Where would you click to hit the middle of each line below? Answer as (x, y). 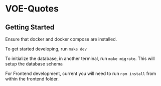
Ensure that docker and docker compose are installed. (61, 39)
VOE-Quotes (32, 9)
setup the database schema (34, 64)
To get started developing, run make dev (46, 49)
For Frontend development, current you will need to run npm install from (81, 73)
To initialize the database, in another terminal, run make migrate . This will (80, 58)
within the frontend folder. (32, 79)
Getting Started (30, 27)
